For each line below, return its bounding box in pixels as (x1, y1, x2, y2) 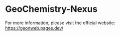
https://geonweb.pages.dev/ (5, 25, 64, 31)
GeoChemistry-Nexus (5, 3, 98, 15)
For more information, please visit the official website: (5, 20, 116, 26)
